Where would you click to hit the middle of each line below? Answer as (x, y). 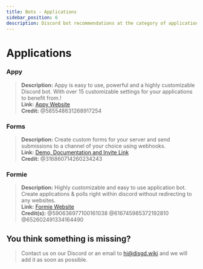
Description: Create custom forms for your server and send (95, 140)
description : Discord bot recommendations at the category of (86, 23)
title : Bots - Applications (42, 12)
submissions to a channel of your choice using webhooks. (93, 146)
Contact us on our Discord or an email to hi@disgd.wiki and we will (104, 253)
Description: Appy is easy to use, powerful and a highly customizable (108, 85)
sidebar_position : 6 (32, 18)
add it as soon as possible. (54, 260)
